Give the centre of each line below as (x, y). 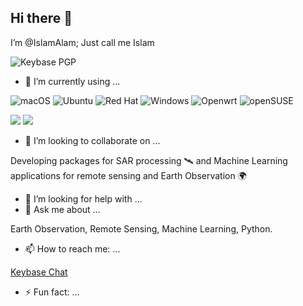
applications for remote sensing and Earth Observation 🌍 (128, 175)
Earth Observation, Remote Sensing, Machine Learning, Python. (141, 228)
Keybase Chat (39, 272)
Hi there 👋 (41, 18)
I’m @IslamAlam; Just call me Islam (82, 42)
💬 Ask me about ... (62, 209)
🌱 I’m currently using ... (72, 81)
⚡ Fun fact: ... (52, 292)
